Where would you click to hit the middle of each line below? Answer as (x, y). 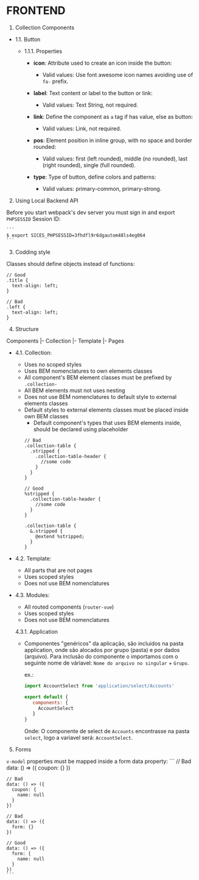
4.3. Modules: (32, 595)
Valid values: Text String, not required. (90, 105)
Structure (27, 329)
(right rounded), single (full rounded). (89, 165)
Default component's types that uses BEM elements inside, (107, 423)
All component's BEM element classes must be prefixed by (98, 377)
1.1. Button (28, 39)
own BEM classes (46, 416)
